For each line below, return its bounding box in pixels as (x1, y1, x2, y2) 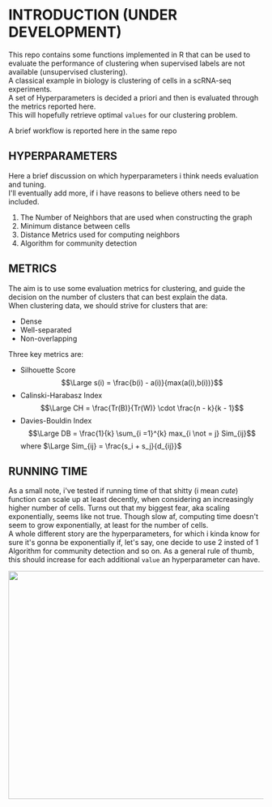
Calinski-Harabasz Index (19, 390, 103, 400)
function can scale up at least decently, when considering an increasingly (8, 495, 254, 504)
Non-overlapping (19, 333, 78, 343)
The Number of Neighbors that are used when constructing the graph (19, 212, 253, 222)
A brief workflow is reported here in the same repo (8, 126, 177, 135)
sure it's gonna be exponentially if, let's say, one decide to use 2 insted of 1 (8, 538, 259, 547)
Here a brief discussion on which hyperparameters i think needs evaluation (8, 170, 259, 180)
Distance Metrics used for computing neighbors (19, 230, 181, 239)
